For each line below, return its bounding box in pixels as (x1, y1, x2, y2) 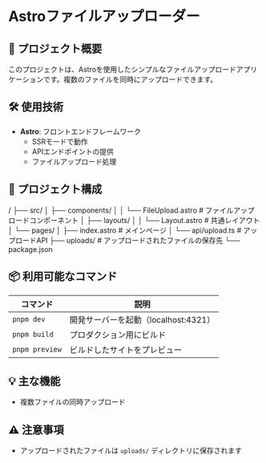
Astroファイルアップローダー (8, 7, 200, 26)
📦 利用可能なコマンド (8, 270, 118, 283)
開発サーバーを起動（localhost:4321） (69, 315, 216, 326)
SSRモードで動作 (31, 136, 88, 146)
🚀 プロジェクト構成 (8, 182, 103, 197)
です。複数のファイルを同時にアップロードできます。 (42, 75, 218, 84)
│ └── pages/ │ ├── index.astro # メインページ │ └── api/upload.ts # (8, 225, 242, 235)
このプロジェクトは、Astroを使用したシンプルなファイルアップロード (8, 65, 236, 74)
